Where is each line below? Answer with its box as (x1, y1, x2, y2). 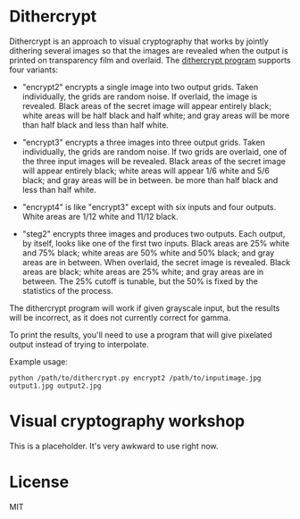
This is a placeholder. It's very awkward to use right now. (9, 440, 219, 451)
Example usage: (9, 356, 69, 367)
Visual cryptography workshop (9, 411, 246, 431)
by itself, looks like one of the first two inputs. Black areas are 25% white (21, 238, 290, 248)
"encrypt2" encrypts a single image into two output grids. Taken (21, 81, 259, 92)
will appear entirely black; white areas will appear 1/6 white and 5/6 (21, 165, 270, 176)
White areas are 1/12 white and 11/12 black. (21, 211, 179, 222)
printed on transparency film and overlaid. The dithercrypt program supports (9, 54, 292, 65)
